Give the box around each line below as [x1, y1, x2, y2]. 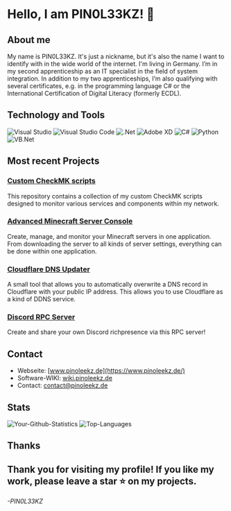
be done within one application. [7, 246, 97, 255]
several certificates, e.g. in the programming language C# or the [7, 82, 191, 90]
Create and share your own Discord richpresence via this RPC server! [7, 328, 206, 336]
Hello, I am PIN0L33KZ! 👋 [7, 6, 155, 22]
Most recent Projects [7, 156, 100, 167]
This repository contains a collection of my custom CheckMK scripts [7, 192, 203, 200]
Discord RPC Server [7, 312, 76, 322]
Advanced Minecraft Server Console [7, 217, 133, 226]
